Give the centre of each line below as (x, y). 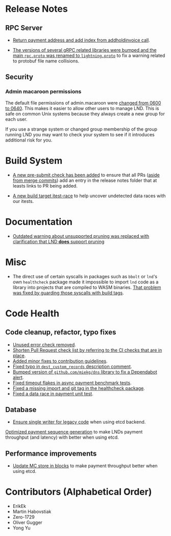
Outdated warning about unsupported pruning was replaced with (81, 236)
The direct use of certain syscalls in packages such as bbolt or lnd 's (85, 276)
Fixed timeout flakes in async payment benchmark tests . (72, 383)
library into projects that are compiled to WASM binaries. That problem (87, 287)
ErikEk (19, 506)
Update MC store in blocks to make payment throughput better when (85, 466)
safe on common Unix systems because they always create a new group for (85, 114)
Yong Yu (21, 528)
